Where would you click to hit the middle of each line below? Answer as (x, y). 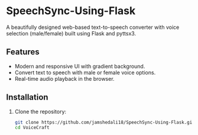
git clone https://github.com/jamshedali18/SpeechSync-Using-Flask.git (105, 122)
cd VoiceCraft (32, 128)
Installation (27, 98)
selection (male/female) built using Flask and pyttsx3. (71, 33)
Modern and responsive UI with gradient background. (80, 66)
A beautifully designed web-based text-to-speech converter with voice (93, 27)
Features (23, 52)
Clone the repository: (40, 111)
